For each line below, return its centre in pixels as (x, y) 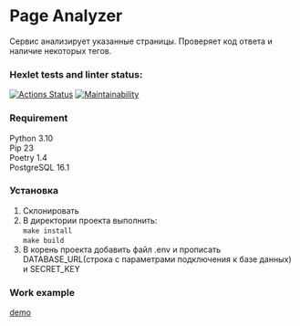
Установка (34, 191)
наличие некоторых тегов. (61, 50)
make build (43, 240)
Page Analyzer (66, 16)
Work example (42, 292)
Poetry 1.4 (29, 157)
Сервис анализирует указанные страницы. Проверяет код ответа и (141, 41)
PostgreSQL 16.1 (40, 167)
